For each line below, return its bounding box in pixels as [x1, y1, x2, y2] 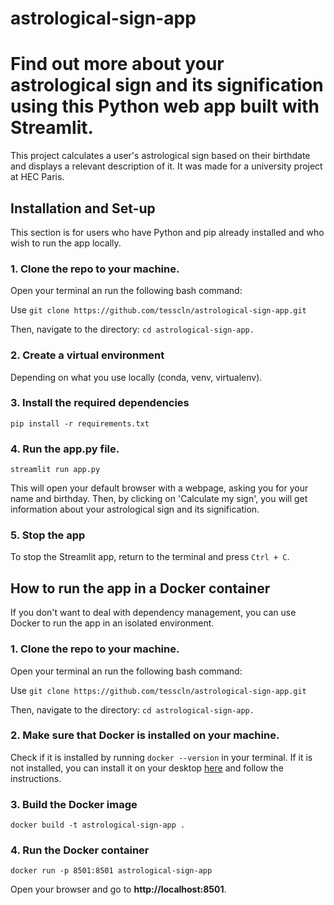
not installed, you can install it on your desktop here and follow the [10, 762, 284, 774]
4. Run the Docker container [10, 843, 150, 857]
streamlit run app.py [10, 465, 101, 475]
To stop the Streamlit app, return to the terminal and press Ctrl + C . [10, 551, 290, 563]
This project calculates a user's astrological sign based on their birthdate [10, 150, 311, 162]
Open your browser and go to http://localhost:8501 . [10, 883, 227, 896]
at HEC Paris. [10, 171, 65, 183]
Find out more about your [10, 53, 225, 76]
